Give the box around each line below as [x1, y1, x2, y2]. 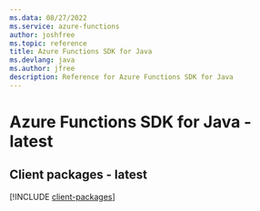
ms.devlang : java [9, 55, 75, 65]
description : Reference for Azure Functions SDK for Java [9, 73, 234, 82]
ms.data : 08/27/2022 [9, 13, 88, 23]
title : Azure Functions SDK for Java [9, 47, 153, 56]
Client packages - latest [9, 167, 148, 183]
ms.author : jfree [9, 65, 75, 74]
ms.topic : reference [9, 38, 88, 48]
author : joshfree [9, 30, 75, 39]
